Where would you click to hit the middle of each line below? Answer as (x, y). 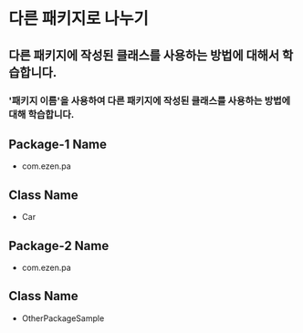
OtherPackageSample (63, 318)
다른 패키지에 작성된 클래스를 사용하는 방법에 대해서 (144, 55)
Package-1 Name (57, 144)
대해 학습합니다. (42, 114)
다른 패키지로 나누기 (79, 19)
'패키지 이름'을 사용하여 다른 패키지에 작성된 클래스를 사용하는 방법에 (150, 100)
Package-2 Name (59, 246)
